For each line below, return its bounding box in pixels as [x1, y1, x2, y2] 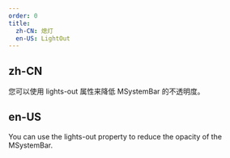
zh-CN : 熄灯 [15, 27, 54, 35]
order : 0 [8, 11, 38, 20]
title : [8, 19, 31, 27]
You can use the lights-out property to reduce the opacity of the [8, 131, 223, 141]
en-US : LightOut [15, 34, 70, 43]
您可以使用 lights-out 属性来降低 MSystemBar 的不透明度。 [8, 86, 205, 97]
